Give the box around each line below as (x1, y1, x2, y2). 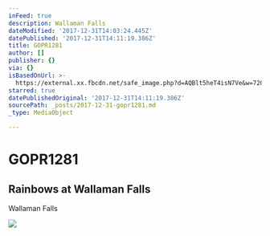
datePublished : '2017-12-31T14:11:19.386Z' (8, 34, 157, 43)
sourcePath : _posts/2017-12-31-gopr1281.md (8, 101, 157, 109)
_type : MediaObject (8, 109, 74, 117)
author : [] (8, 49, 45, 57)
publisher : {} (8, 57, 56, 65)
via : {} (8, 64, 35, 72)
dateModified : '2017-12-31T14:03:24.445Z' (8, 26, 153, 35)
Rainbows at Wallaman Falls (8, 182, 151, 196)
